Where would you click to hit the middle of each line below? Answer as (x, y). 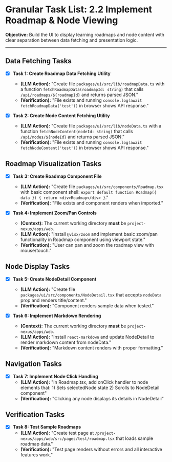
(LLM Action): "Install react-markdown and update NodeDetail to (87, 337)
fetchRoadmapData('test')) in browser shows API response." (84, 105)
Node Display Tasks (38, 266)
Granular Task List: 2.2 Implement (79, 10)
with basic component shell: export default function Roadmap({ (89, 192)
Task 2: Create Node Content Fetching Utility (61, 115)
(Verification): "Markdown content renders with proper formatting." (92, 347)
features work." (37, 455)
